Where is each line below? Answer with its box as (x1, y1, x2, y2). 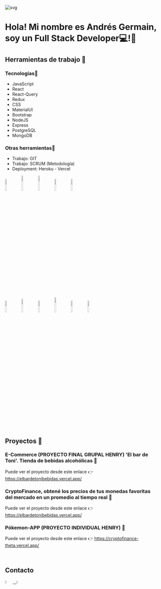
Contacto (5, 566, 34, 574)
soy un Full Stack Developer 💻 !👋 (5, 33, 137, 44)
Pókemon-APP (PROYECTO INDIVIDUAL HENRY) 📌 (5, 524, 125, 531)
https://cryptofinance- (94, 536, 139, 541)
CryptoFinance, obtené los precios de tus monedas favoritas (5, 488, 151, 494)
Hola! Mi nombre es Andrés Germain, (5, 22, 157, 33)
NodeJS (12, 117, 29, 123)
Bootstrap (12, 112, 32, 117)
